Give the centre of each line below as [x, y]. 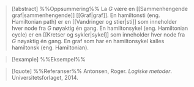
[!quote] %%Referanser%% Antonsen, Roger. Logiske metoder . [92, 71]
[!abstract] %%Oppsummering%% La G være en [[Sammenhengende [99, 9]
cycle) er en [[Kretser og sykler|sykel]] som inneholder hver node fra [98, 35]
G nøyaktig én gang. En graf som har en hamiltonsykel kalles [88, 41]
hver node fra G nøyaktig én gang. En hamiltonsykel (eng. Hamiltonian [100, 28]
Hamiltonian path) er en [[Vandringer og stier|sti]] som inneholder [94, 22]
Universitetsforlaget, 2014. [45, 78]
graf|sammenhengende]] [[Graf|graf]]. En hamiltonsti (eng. [86, 15]
